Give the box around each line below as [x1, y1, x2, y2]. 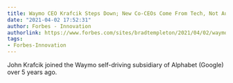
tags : [7, 36, 23, 43]
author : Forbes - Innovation [7, 23, 92, 29]
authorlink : [7, 29, 42, 36]
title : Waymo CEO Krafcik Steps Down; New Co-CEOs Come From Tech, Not [7, 10, 218, 17]
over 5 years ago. [7, 68, 58, 76]
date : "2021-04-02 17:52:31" [7, 16, 92, 23]
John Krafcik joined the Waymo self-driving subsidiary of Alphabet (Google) [7, 61, 224, 69]
